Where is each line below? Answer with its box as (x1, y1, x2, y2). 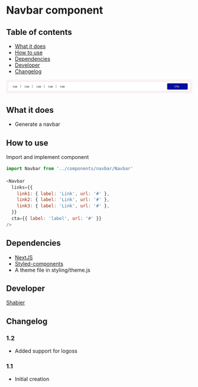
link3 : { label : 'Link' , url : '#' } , (17, 203, 110, 209)
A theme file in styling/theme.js (14, 266, 90, 274)
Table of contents (6, 27, 72, 37)
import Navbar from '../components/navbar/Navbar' (6, 166, 134, 172)
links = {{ (11, 184, 33, 190)
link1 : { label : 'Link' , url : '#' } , (17, 190, 110, 197)
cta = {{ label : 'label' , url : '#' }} (11, 216, 102, 222)
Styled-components (14, 260, 64, 267)
